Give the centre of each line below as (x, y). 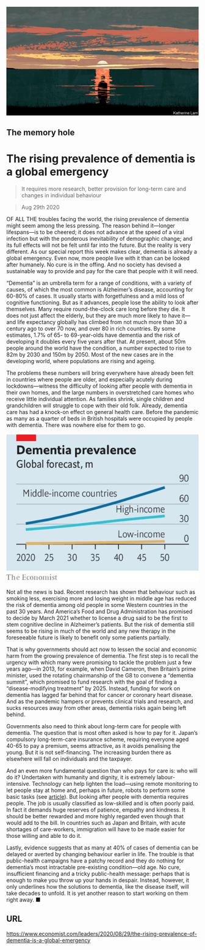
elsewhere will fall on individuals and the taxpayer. (70, 759)
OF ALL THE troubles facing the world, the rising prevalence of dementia (98, 219)
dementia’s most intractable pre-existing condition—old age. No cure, (94, 867)
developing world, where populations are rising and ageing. (81, 361)
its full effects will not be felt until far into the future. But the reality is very (99, 245)
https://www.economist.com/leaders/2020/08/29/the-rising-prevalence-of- (102, 933)
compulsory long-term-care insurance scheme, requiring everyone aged (98, 739)
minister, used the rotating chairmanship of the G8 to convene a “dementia (100, 675)
